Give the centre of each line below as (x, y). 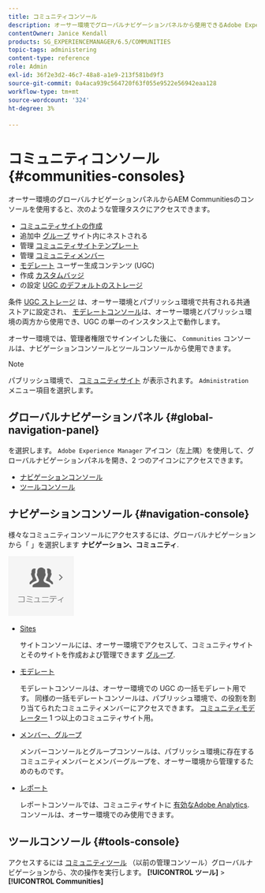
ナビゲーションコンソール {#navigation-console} (129, 514)
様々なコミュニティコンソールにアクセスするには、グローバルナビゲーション (132, 535)
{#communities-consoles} (97, 176)
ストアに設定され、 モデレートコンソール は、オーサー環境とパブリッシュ (127, 312)
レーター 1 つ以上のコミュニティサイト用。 (88, 718)
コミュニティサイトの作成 (61, 226)
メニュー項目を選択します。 (53, 390)
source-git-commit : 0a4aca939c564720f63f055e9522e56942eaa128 (112, 83)
